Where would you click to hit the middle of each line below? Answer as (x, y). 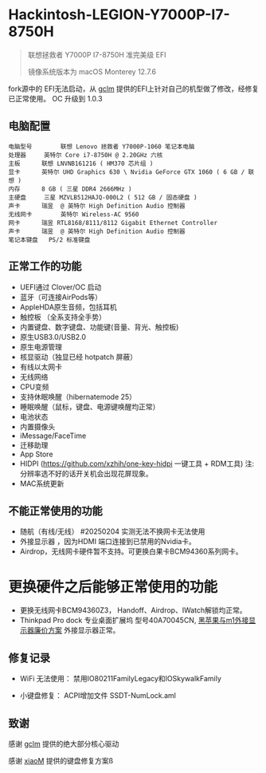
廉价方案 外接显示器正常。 (77, 630)
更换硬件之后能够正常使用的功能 (113, 587)
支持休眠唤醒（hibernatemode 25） (78, 396)
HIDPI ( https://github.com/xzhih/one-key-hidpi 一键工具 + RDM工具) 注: (137, 463)
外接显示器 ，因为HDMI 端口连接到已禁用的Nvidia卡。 (108, 542)
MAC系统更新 (42, 483)
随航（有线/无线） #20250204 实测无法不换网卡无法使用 (112, 531)
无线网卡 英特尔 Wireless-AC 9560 (74, 214)
